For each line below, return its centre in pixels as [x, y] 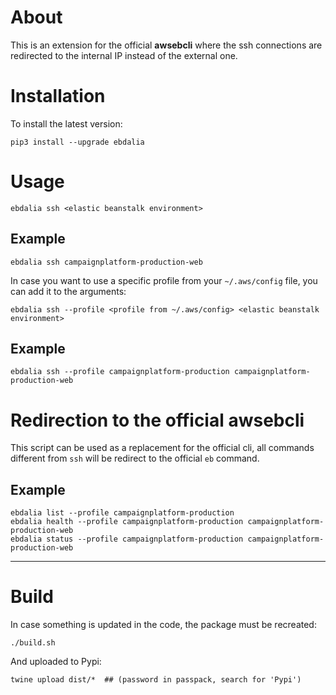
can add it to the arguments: [68, 291]
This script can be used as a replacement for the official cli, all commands [162, 448]
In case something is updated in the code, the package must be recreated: [163, 625]
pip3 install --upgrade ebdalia [77, 142]
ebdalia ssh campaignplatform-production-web [106, 262]
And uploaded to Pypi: [56, 662]
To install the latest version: [66, 123]
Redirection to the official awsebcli [157, 420]
